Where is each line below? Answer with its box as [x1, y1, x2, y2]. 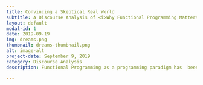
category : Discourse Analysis [6, 59, 83, 65]
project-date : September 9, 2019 [6, 53, 91, 59]
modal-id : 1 [6, 25, 36, 32]
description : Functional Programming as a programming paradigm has [6, 64, 182, 71]
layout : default [6, 20, 47, 26]
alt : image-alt [6, 48, 45, 54]
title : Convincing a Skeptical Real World [6, 8, 115, 15]
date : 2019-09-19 [6, 31, 50, 37]
